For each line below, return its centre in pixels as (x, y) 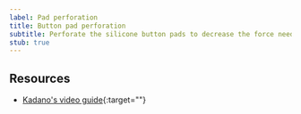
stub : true (30, 42)
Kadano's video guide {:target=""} (84, 100)
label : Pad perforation (54, 17)
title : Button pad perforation (68, 26)
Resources (40, 78)
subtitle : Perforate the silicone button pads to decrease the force (142, 34)
